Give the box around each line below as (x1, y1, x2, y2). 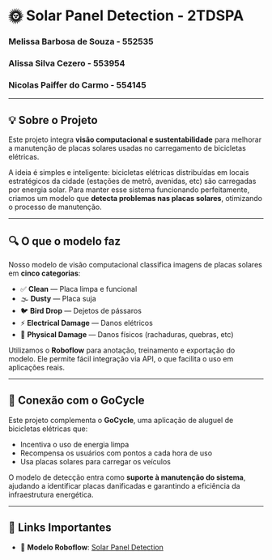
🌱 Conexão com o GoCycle (8, 394, 145, 408)
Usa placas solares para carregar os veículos (19, 456, 172, 466)
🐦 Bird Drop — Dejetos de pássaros (19, 306, 142, 315)
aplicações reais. (8, 362, 66, 372)
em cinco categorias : (8, 268, 81, 278)
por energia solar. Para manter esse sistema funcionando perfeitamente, (8, 185, 250, 195)
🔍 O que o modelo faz (8, 234, 121, 248)
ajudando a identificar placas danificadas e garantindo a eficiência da (8, 481, 240, 490)
